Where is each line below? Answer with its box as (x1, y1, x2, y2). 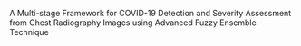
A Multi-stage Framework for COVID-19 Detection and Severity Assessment (9, 8, 292, 18)
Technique (9, 27, 50, 37)
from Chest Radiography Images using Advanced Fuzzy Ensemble (9, 17, 257, 28)
